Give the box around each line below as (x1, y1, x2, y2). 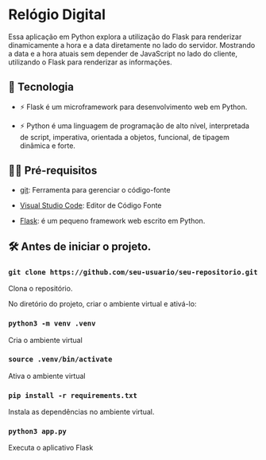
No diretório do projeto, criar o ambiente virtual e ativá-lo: (8, 299, 197, 309)
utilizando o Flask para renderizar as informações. (8, 57, 172, 67)
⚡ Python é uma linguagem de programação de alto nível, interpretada (19, 121, 250, 131)
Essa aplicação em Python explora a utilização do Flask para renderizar (8, 32, 242, 41)
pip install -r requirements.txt (8, 391, 137, 400)
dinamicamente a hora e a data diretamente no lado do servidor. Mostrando (8, 40, 256, 49)
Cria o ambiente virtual (8, 335, 83, 345)
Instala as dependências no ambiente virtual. (8, 407, 155, 417)
